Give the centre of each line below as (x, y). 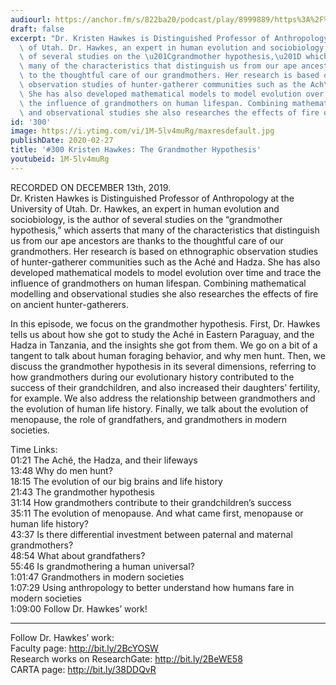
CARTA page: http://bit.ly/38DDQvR (83, 669)
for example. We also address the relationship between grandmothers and (163, 398)
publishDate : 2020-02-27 (62, 141)
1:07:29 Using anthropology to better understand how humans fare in (152, 587)
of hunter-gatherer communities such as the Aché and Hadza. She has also (165, 262)
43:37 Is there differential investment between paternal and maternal (151, 534)
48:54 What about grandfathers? (78, 555)
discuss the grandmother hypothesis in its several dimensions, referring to (163, 366)
